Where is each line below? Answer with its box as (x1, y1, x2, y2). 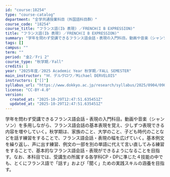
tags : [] (5, 40, 24, 46)
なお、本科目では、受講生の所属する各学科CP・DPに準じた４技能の (13, 154, 154, 160)
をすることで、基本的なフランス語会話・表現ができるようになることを (5, 148, 151, 154)
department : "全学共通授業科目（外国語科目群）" (5, 17, 98, 22)
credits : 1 (5, 64, 28, 69)
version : (5, 92, 24, 97)
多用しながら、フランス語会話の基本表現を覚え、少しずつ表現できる (22, 122, 165, 128)
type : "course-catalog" (5, 12, 56, 17)
